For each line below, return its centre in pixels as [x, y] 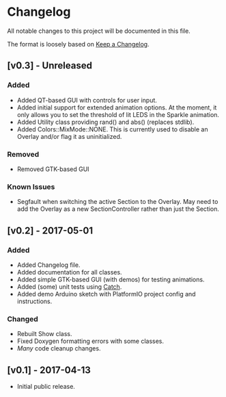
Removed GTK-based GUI [53, 169]
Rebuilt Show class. [44, 334]
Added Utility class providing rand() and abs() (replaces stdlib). [105, 122]
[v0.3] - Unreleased [50, 66]
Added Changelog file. [48, 265]
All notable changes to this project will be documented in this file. [99, 31]
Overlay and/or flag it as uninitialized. [69, 136]
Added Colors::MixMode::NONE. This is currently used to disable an [112, 129]
